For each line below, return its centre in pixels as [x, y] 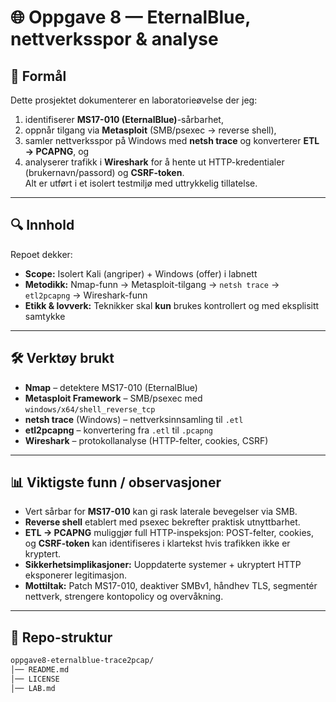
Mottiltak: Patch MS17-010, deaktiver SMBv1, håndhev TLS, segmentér [171, 586]
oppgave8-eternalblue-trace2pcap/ [82, 661]
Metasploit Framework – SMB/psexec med [113, 398]
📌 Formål [38, 76]
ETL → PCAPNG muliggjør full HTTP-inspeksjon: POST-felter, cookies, [169, 533]
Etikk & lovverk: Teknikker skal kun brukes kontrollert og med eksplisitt [172, 305]
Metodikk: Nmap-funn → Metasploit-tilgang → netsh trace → [152, 284]
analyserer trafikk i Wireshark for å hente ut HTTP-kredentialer [154, 162]
